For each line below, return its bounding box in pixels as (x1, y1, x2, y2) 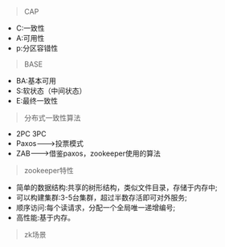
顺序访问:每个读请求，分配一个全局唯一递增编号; (15, 203, 176, 212)
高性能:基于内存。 (15, 213, 75, 222)
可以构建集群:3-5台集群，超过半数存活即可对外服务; (15, 192, 187, 202)
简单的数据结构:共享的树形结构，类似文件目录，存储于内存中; (15, 183, 219, 192)
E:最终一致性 (15, 96, 59, 105)
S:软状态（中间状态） (15, 86, 87, 95)
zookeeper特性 (23, 166, 74, 175)
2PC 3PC (15, 129, 47, 139)
